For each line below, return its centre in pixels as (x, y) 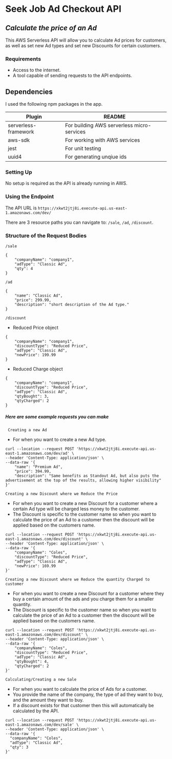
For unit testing (83, 148)
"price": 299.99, (33, 300)
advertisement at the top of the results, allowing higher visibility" (83, 480)
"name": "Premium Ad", (39, 467)
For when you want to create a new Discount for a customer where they (88, 593)
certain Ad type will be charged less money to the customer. (76, 509)
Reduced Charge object (38, 369)
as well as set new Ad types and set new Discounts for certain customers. (83, 46)
